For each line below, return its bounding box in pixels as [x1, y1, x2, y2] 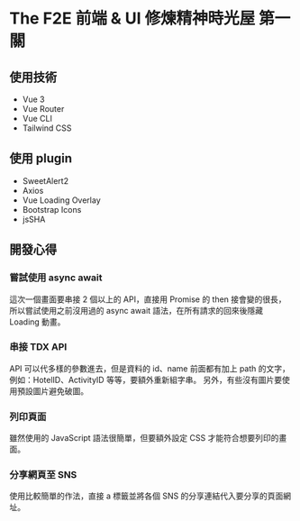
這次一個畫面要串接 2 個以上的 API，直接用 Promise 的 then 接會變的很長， [9, 294, 286, 305]
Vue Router [22, 104, 65, 114]
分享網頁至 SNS [9, 469, 77, 481]
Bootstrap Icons [22, 204, 82, 215]
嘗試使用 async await [9, 271, 103, 284]
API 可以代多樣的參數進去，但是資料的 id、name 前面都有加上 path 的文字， [9, 362, 290, 374]
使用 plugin [9, 151, 73, 167]
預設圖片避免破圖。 [16, 385, 88, 397]
